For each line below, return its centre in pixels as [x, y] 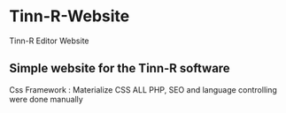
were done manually [46, 99]
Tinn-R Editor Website [49, 41]
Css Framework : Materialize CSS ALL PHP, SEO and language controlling [143, 89]
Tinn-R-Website [70, 16]
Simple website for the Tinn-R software [120, 68]
